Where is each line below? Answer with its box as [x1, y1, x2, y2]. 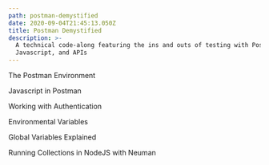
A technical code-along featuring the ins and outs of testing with [15, 41, 249, 49]
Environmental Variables [8, 117, 88, 126]
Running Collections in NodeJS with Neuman [8, 148, 156, 157]
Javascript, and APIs [15, 49, 88, 57]
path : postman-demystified [8, 11, 98, 20]
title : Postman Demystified [8, 26, 102, 34]
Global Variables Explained [8, 132, 97, 142]
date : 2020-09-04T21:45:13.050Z [8, 19, 116, 27]
